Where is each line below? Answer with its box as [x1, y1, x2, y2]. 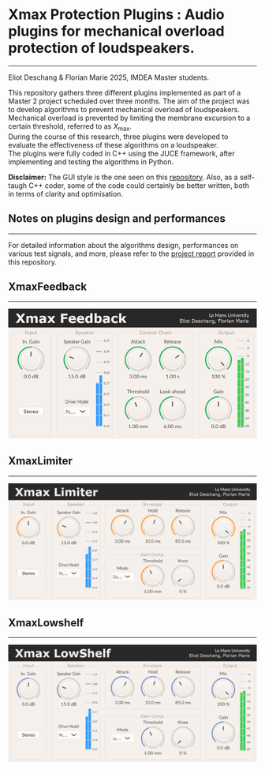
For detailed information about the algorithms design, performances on [8, 240, 239, 250]
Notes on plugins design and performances [8, 212, 226, 226]
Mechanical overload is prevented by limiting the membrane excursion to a [8, 113, 251, 122]
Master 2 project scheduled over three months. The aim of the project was [8, 96, 250, 106]
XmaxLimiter [8, 454, 73, 468]
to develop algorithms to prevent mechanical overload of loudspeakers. [8, 104, 241, 114]
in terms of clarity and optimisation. [8, 189, 124, 198]
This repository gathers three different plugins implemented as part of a [8, 88, 241, 97]
